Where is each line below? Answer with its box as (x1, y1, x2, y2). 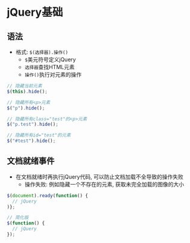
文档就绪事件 (7, 156, 55, 166)
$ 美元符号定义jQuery (24, 56, 76, 63)
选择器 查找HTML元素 (24, 64, 75, 70)
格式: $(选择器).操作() (15, 49, 69, 55)
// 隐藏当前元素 (7, 83, 42, 89)
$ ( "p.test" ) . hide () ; (7, 121, 59, 128)
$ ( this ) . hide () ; (7, 88, 48, 94)
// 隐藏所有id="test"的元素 (7, 132, 71, 138)
